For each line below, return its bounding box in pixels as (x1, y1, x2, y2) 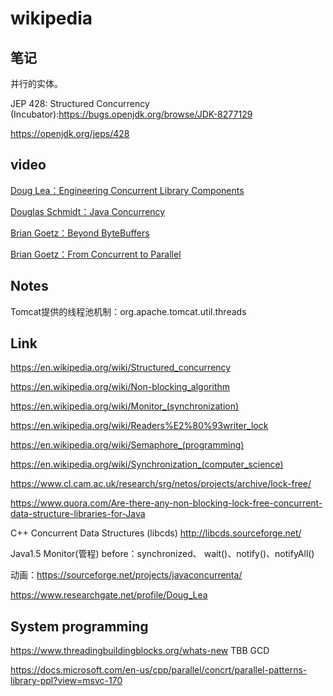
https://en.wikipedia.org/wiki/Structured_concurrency (10, 362, 232, 374)
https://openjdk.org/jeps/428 (10, 128, 130, 139)
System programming (10, 618, 149, 635)
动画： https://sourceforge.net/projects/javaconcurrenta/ (10, 569, 243, 581)
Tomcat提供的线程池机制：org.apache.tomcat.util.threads (10, 305, 247, 317)
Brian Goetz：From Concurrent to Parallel (10, 248, 182, 260)
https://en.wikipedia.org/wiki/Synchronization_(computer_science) (10, 458, 284, 471)
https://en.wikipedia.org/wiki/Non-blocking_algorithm (10, 381, 231, 393)
